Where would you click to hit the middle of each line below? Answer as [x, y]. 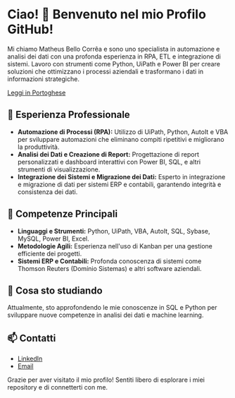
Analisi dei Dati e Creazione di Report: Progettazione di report [108, 154]
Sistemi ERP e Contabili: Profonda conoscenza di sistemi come [109, 261]
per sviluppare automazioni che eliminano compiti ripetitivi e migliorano [121, 139]
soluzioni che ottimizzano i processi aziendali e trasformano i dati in [106, 71]
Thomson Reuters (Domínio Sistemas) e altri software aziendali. [109, 268]
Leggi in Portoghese [37, 92]
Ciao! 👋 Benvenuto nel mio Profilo [107, 14]
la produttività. [38, 147]
